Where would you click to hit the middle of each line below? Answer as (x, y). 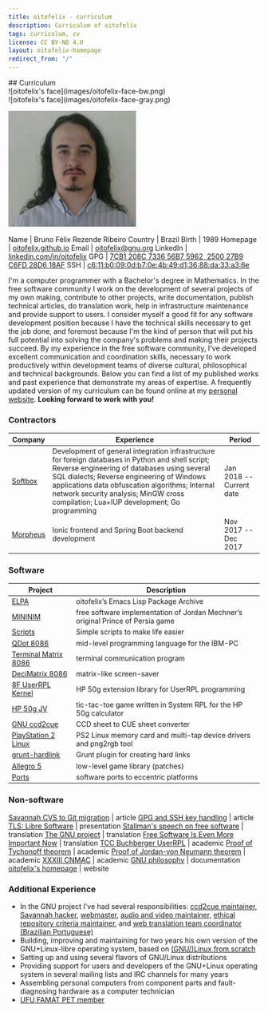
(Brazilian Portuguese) (57, 931)
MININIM (26, 617)
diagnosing (38, 991)
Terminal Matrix (37, 654)
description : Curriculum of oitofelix (73, 25)
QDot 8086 (30, 643)
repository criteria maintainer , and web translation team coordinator (130, 923)
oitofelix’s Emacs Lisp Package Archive (140, 601)
